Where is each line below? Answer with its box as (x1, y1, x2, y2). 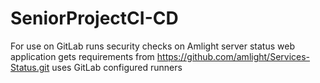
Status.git (10, 61, 50, 73)
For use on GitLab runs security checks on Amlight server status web (10, 40, 295, 52)
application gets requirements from (10, 50, 155, 62)
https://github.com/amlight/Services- (156, 50, 311, 62)
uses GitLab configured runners (51, 61, 183, 73)
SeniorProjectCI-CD (10, 7, 179, 30)
